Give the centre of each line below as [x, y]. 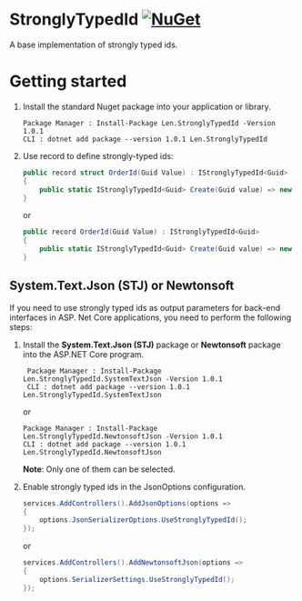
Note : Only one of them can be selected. [99, 469]
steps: [21, 326]
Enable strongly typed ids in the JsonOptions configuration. [134, 486]
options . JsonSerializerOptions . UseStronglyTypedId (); [143, 520]
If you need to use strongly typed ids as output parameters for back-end [145, 307]
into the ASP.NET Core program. [83, 354]
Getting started [68, 81]
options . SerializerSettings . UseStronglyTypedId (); [137, 579]
